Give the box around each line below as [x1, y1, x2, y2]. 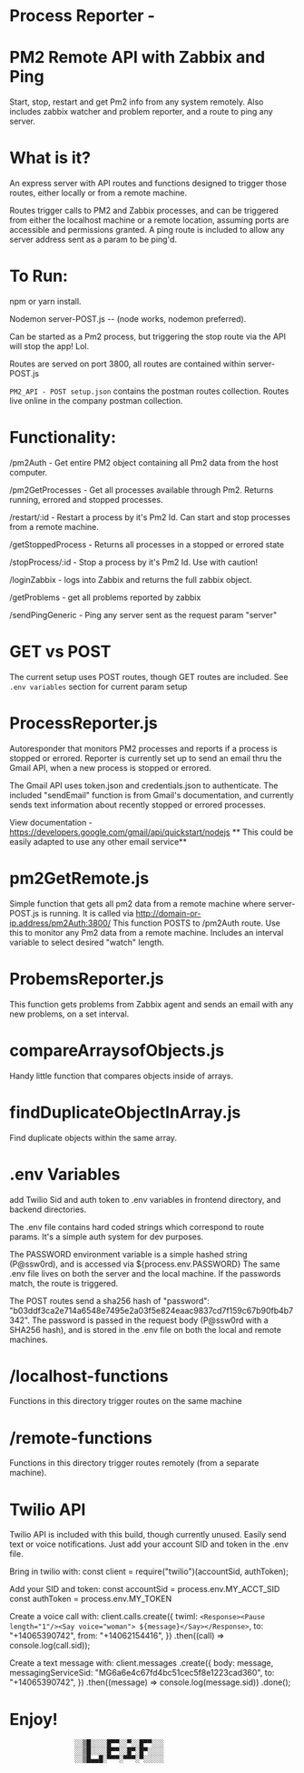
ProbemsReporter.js [9, 968, 165, 989]
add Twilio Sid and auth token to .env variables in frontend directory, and [9, 1194, 281, 1205]
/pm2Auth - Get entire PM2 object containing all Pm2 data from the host [9, 456, 279, 468]
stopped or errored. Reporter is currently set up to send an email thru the [9, 752, 282, 764]
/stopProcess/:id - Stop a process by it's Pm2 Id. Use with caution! [9, 556, 259, 567]
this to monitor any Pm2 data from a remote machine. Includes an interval [9, 927, 284, 937]
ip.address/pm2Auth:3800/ [9, 917, 112, 928]
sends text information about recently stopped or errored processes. [9, 799, 266, 810]
